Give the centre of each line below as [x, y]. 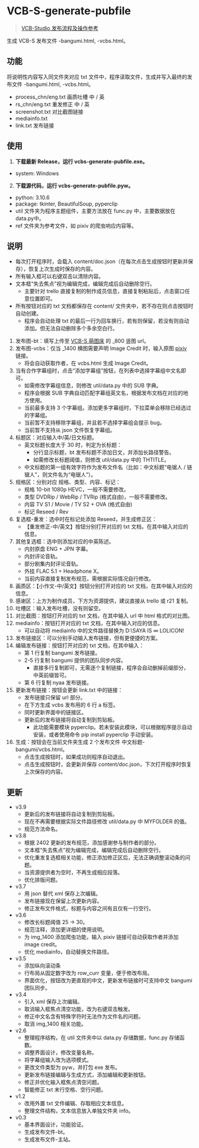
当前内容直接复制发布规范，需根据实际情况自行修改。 [89, 579]
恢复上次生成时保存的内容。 [62, 269]
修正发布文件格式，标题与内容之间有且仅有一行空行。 [89, 909]
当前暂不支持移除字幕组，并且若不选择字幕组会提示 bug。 [94, 422]
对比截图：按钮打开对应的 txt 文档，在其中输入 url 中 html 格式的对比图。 [104, 616]
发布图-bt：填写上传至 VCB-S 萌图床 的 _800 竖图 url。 [82, 341]
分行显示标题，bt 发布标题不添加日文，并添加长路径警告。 [104, 452]
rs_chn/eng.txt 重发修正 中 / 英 [52, 104]
